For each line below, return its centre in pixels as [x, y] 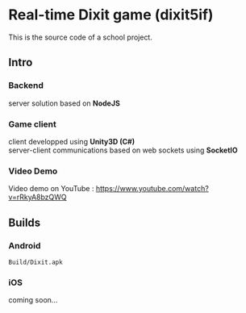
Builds [25, 222]
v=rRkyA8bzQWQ [38, 197]
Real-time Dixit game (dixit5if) [111, 15]
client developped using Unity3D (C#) [72, 141]
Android [25, 245]
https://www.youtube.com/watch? [152, 189]
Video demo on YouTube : [51, 189]
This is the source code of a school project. [81, 37]
